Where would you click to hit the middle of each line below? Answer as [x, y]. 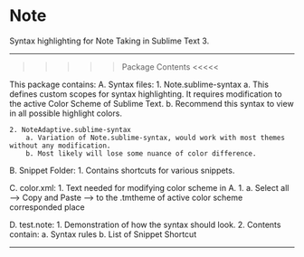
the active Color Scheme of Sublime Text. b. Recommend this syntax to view [152, 103]
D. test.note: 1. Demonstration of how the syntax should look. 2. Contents [145, 224]
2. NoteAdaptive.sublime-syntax [70, 129]
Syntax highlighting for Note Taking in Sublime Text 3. [109, 41]
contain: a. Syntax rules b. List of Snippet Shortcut [103, 234]
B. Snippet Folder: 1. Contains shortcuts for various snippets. [122, 170]
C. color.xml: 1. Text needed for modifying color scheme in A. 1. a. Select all [149, 187]
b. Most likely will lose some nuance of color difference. [141, 153]
